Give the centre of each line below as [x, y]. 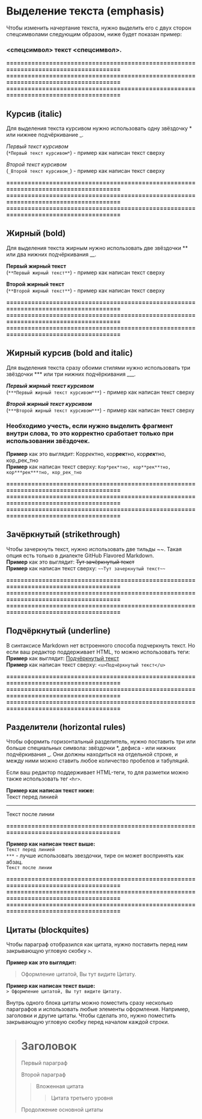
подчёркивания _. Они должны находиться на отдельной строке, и [92, 755]
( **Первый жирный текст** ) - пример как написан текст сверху [86, 272]
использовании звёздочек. [48, 441]
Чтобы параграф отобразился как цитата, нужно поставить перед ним [97, 944]
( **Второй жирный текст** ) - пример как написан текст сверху [86, 290]
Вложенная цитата [60, 1086]
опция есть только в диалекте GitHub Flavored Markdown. [80, 555]
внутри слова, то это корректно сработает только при [90, 433]
